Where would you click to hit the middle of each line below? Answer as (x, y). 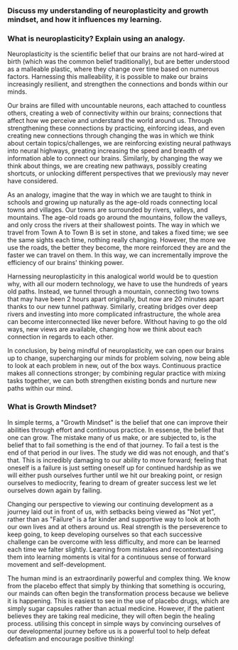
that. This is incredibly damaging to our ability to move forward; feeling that (117, 460)
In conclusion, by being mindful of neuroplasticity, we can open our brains (116, 351)
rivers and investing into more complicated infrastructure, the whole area (114, 314)
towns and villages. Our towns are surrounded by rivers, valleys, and (108, 210)
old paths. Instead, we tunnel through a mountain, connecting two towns (113, 292)
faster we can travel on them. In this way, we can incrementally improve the (118, 255)
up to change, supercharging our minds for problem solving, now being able (119, 358)
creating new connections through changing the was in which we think (111, 136)
